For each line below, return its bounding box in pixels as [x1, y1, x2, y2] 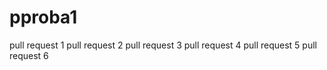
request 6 [9, 49, 49, 61]
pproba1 [9, 6, 78, 29]
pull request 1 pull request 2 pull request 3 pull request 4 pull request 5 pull [9, 39, 317, 51]
